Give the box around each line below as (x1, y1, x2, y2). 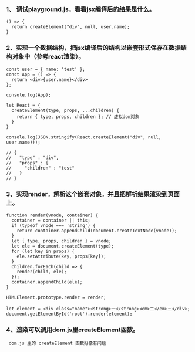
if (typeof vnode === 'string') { (11, 222, 96, 228)
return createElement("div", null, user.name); (11, 24, 130, 30)
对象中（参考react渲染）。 (12, 53, 85, 61)
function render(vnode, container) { (6, 212, 99, 218)
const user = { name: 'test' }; (6, 66, 85, 72)
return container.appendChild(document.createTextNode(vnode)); (16, 228, 177, 233)
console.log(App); (6, 92, 51, 98)
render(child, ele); (16, 269, 67, 275)
